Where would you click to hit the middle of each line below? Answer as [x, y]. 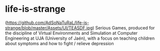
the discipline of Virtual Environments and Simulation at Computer [71, 33]
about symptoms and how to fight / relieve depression [59, 43]
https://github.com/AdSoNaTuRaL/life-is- [48, 23]
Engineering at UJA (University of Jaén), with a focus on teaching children [80, 38]
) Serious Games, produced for [124, 27]
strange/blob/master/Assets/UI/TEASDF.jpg [49, 27]
